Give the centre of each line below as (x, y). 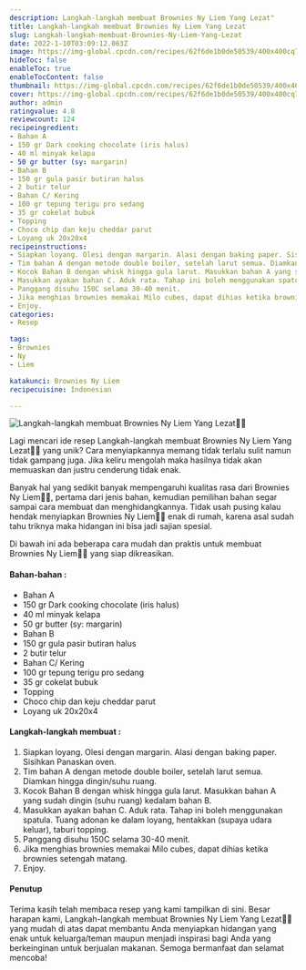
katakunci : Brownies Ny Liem (65, 381)
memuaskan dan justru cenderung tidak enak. (96, 470)
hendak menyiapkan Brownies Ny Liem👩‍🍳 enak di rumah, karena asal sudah (152, 516)
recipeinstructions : (49, 247)
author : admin (36, 102)
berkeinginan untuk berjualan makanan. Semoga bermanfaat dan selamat (147, 947)
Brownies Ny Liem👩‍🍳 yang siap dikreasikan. (92, 554)
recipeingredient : (44, 128)
